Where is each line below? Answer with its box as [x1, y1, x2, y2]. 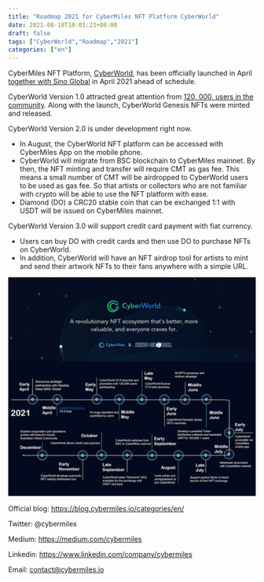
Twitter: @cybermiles [8, 519, 77, 529]
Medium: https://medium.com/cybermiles [8, 535, 142, 544]
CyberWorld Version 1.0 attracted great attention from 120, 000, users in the [8, 92, 254, 101]
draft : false [8, 29, 51, 37]
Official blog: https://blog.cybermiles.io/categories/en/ [8, 504, 185, 514]
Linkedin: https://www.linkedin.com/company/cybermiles [8, 550, 192, 559]
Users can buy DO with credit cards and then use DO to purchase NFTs [19, 237, 251, 246]
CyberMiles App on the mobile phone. [19, 148, 143, 157]
